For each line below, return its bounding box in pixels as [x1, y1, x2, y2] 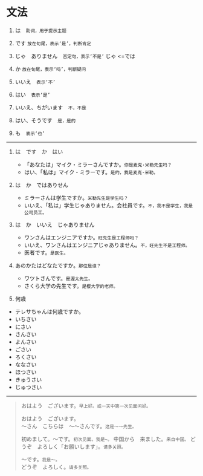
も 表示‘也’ [14, 129, 45, 137]
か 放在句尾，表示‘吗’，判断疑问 [14, 65, 86, 73]
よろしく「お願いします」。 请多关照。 [37, 443, 126, 450]
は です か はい [14, 148, 63, 155]
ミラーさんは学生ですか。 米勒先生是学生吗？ [24, 194, 129, 201]
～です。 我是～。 [21, 455, 60, 463]
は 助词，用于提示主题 [14, 27, 66, 34]
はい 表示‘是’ [14, 91, 50, 98]
